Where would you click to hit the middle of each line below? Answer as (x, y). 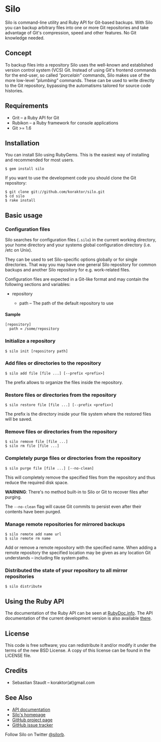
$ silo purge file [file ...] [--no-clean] (50, 468)
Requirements (27, 106)
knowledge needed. (25, 38)
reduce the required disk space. (37, 482)
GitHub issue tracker (32, 725)
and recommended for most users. (39, 160)
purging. (13, 497)
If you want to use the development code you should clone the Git (71, 178)
